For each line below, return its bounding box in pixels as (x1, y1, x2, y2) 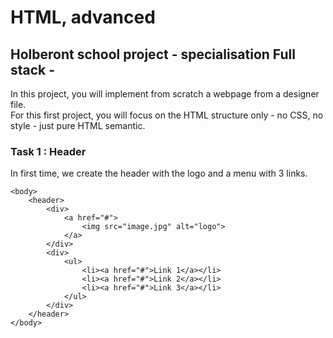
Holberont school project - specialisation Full (10, 46, 296, 63)
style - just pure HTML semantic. (10, 120, 146, 131)
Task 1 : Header (10, 144, 87, 158)
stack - (10, 61, 56, 78)
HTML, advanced (10, 6, 156, 29)
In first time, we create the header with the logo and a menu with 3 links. (10, 167, 308, 180)
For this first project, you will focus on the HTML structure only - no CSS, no (10, 109, 324, 121)
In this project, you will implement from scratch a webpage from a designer (10, 88, 320, 100)
